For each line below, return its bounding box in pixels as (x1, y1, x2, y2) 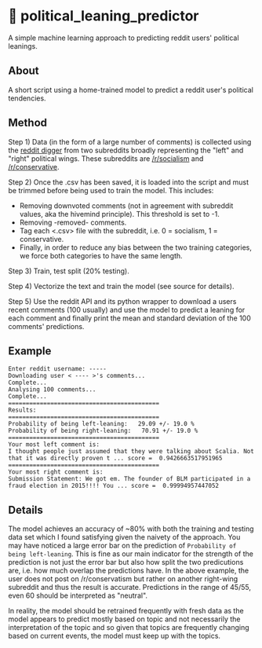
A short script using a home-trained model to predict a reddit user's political (8, 85, 253, 94)
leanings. (8, 41, 38, 50)
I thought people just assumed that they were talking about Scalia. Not (8, 448, 255, 456)
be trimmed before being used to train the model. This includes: (8, 185, 214, 195)
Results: (8, 406, 37, 415)
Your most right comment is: (8, 468, 104, 476)
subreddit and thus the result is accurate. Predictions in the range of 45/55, (8, 583, 251, 592)
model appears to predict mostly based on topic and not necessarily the (8, 614, 241, 624)
